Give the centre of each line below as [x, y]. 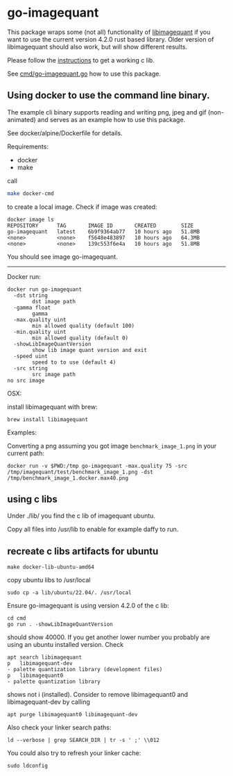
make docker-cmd [31, 193]
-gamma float [32, 307]
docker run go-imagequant [44, 289]
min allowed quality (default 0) [80, 338]
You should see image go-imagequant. [62, 256]
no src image [26, 380]
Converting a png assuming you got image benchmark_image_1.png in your [112, 446]
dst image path [54, 301]
